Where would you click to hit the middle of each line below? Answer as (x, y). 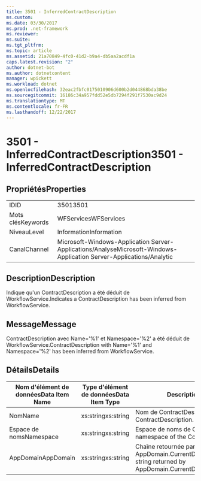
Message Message (41, 324)
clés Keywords (29, 222)
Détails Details (33, 370)
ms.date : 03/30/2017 (32, 23)
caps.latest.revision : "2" (40, 62)
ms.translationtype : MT (36, 101)
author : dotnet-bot (31, 67)
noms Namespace (34, 437)
